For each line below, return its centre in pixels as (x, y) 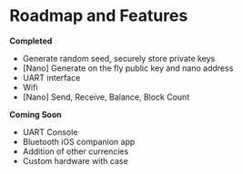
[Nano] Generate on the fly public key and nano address (128, 68)
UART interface (51, 77)
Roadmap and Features (99, 16)
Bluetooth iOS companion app (79, 141)
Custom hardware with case (76, 160)
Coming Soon (35, 114)
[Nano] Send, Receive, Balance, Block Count (106, 97)
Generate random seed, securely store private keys (119, 58)
